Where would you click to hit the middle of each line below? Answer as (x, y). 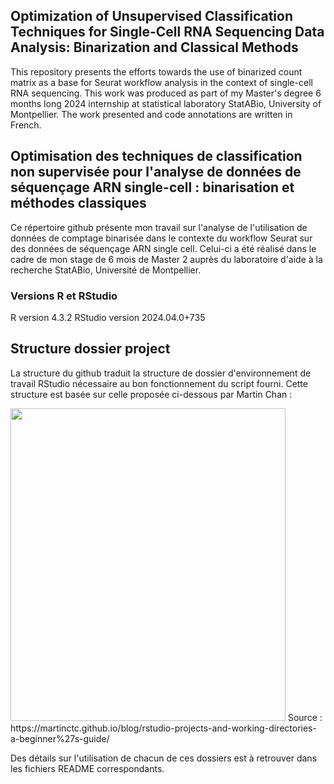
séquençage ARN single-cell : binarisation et (152, 187)
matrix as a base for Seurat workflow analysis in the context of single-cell (161, 82)
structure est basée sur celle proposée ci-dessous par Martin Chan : (151, 394)
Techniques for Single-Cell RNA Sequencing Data (167, 32)
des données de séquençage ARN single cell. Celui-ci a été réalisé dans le (163, 248)
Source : (305, 717)
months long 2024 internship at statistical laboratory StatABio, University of (166, 103)
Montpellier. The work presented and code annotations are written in (151, 114)
